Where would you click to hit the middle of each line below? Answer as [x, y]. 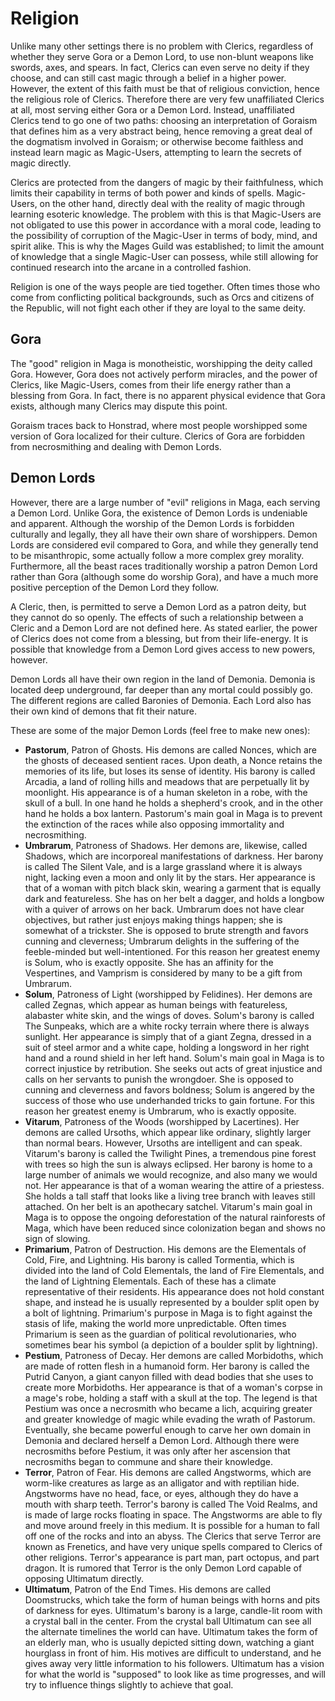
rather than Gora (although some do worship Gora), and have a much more [164, 576]
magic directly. [41, 163]
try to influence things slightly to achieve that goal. [129, 1684]
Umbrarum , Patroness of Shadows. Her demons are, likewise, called [166, 845]
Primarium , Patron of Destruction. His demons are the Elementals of [165, 1249]
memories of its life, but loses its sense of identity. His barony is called [170, 771]
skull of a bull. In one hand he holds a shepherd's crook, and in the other [173, 803]
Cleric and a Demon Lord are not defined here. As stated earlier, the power [164, 628]
